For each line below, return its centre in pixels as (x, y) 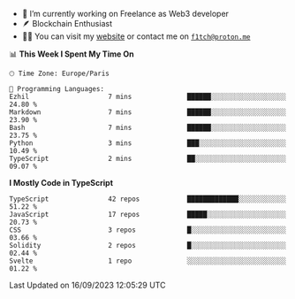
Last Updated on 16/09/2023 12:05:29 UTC (87, 285)
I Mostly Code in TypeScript (61, 183)
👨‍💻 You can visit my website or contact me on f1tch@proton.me (136, 36)
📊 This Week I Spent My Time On (72, 54)
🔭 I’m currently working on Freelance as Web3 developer (125, 14)
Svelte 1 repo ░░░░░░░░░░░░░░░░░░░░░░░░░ (148, 261)
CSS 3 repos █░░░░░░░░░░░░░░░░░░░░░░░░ (148, 230)
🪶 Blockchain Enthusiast (67, 23)
